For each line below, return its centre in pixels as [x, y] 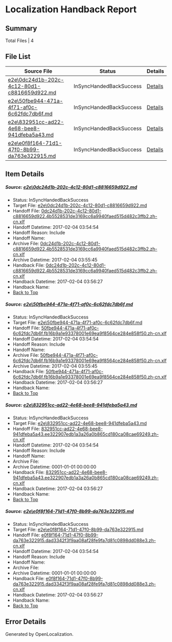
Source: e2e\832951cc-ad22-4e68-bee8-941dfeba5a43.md [71, 405]
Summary [21, 28]
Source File [38, 71]
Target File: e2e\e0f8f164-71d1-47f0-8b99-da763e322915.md [78, 530]
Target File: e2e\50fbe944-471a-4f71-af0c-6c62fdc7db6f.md [77, 323]
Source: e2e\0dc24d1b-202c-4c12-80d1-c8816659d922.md [71, 187]
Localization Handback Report [71, 9]
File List [18, 57]
